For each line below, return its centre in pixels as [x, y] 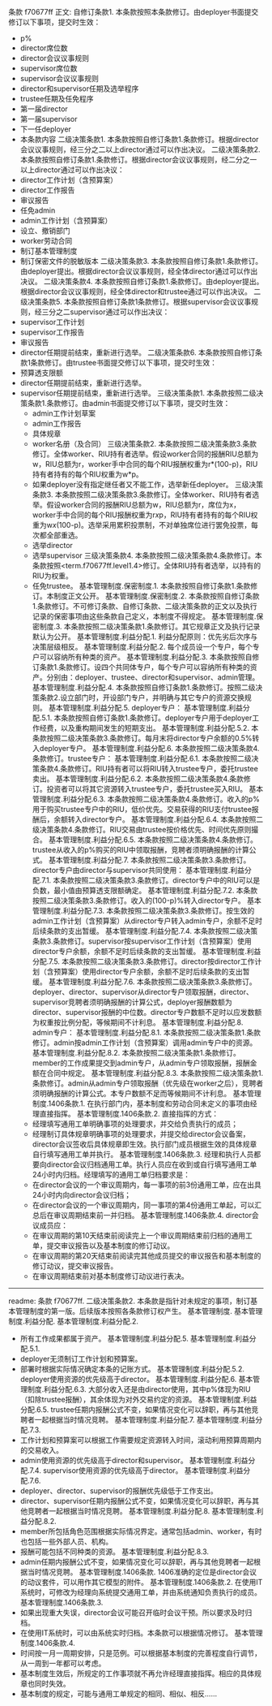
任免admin [38, 210]
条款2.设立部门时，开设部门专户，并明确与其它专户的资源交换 [142, 698]
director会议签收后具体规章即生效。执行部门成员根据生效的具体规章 [144, 1144]
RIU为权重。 [52, 576]
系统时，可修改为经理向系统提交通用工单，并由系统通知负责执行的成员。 [140, 1592]
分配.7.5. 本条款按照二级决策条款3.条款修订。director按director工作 [143, 961]
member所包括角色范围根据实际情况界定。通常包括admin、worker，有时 [141, 1531]
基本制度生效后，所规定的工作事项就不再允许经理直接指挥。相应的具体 [137, 1674]
